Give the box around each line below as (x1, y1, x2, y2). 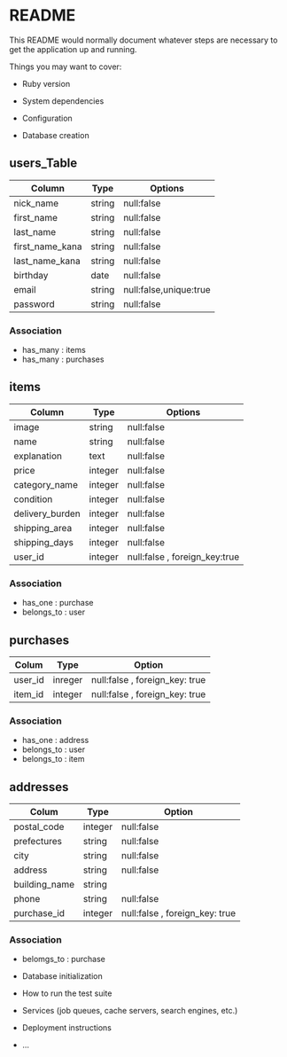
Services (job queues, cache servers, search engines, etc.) (21, 1006, 238, 1016)
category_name (13, 478, 78, 490)
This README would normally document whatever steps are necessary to (9, 35, 278, 45)
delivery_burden (13, 507, 81, 520)
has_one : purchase (21, 598, 95, 608)
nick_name (13, 197, 59, 209)
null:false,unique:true (123, 283, 211, 295)
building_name (13, 879, 75, 891)
